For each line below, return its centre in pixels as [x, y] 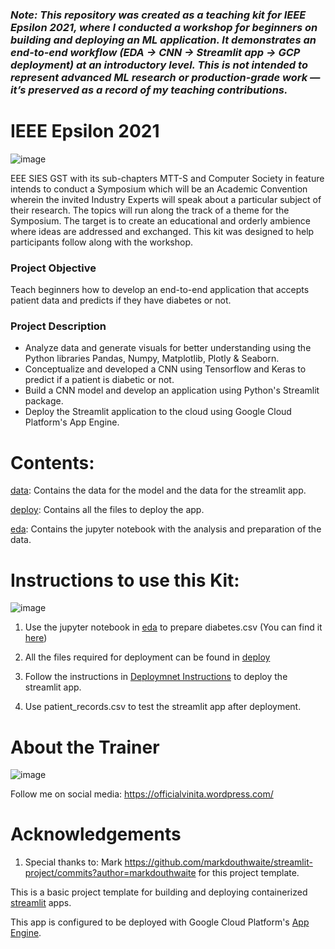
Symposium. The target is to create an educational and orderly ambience [160, 220]
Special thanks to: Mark [73, 862]
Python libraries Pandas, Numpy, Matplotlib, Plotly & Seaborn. [152, 359]
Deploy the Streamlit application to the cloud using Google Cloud [158, 412]
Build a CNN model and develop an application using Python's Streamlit [172, 390]
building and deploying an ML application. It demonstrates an [163, 40]
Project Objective [53, 268]
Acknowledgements [96, 834]
